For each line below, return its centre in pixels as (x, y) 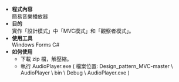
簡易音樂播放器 (30, 16)
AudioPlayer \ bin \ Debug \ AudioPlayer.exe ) (75, 73)
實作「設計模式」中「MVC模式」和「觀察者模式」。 (73, 31)
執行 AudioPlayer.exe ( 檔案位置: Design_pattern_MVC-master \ (97, 66)
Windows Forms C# (36, 45)
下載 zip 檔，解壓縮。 (46, 59)
